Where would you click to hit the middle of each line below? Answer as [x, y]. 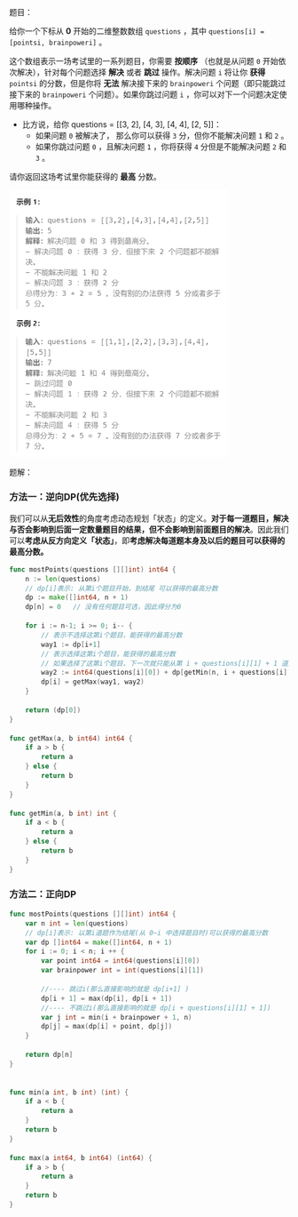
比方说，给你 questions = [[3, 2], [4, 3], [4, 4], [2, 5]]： [122, 124]
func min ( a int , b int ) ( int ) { [69, 1092]
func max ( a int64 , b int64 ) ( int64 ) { [81, 1157]
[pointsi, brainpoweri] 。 [58, 42]
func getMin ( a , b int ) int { [63, 813]
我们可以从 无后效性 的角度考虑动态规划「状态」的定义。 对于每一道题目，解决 [149, 518]
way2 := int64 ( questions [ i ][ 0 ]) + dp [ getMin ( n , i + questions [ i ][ [166, 673]
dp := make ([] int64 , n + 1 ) [77, 597]
